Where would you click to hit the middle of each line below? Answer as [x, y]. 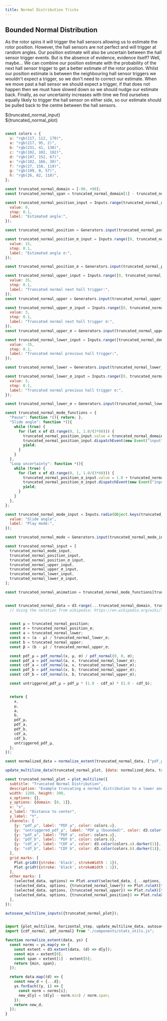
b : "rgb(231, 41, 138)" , [35, 148]
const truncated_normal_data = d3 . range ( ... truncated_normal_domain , [79, 605]
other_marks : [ [25, 877]
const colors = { [23, 134]
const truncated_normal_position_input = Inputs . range [63, 203]
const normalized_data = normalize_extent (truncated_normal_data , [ [78, 761]
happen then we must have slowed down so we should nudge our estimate [82, 90]
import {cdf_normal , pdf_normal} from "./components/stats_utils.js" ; [80, 931]
